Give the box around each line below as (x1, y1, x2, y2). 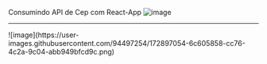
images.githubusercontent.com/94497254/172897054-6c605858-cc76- (8, 39, 246, 47)
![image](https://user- (8, 30, 79, 40)
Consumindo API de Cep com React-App (8, 8, 141, 17)
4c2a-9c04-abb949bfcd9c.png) (8, 47, 115, 56)
